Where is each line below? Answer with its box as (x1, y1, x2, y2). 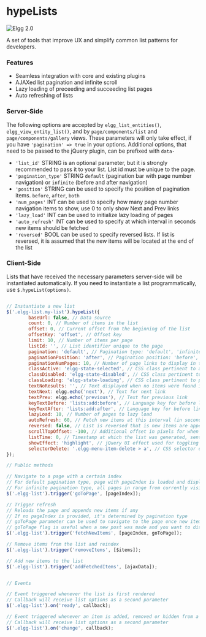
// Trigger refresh (6, 502, 56, 508)
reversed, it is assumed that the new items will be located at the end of (15, 237, 194, 245)
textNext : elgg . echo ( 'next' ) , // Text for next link (28, 388, 166, 395)
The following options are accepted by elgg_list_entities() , (6, 121, 162, 128)
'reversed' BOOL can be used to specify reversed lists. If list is (15, 231, 175, 238)
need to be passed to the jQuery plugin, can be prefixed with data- (6, 147, 175, 154)
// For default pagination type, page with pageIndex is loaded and (6, 479, 185, 486)
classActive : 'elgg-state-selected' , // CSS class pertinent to (28, 366, 196, 372)
